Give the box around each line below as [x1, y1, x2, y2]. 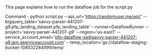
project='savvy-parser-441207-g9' [5, 29, 76, 35]
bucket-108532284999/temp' [5, 45, 65, 50]
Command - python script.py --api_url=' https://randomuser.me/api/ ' [5, 14, 143, 19]
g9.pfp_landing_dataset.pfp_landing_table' [5, 24, 90, 30]
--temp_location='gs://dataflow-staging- [66, 39, 148, 45]
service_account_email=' [5, 34, 55, 40]
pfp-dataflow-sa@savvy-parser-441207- [55, 34, 138, 40]
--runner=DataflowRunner [91, 24, 144, 30]
